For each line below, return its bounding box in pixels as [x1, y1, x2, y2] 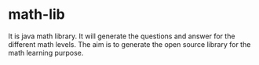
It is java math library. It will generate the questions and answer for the [8, 31, 235, 41]
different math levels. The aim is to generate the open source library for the [8, 39, 251, 49]
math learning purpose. [8, 48, 84, 57]
